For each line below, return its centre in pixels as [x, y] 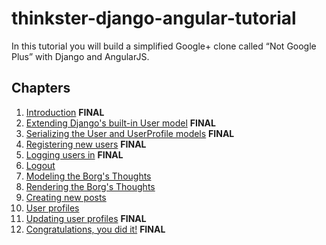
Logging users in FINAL [74, 154]
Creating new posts [66, 197]
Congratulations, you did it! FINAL [95, 229]
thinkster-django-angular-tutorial [154, 18]
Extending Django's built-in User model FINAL [120, 123]
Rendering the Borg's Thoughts [90, 186]
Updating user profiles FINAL [86, 218]
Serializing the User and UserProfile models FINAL [130, 133]
